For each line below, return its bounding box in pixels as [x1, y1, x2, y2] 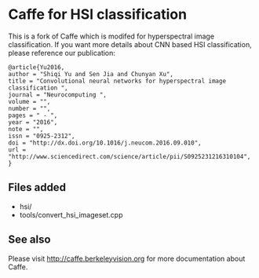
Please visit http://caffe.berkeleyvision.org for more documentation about [8, 254, 246, 263]
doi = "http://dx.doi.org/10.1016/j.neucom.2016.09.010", [8, 139, 202, 147]
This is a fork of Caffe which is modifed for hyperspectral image [8, 31, 214, 41]
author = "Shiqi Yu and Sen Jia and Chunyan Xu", [8, 70, 174, 78]
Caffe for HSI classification [8, 5, 187, 24]
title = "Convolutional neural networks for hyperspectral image [8, 77, 226, 85]
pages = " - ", [8, 112, 58, 119]
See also [8, 233, 51, 247]
